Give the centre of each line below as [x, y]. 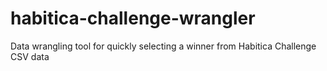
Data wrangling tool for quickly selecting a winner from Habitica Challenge [163, 46]
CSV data [30, 56]
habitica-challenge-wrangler [133, 18]
